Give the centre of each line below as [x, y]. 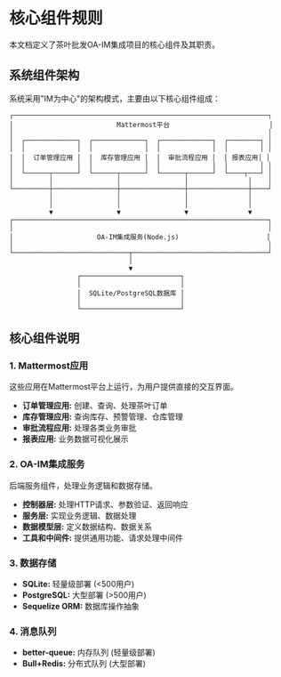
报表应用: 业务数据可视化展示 [75, 439]
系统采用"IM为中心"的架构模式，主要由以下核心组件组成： [115, 98]
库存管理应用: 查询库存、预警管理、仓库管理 [103, 417]
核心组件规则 [56, 18]
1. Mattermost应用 [49, 366]
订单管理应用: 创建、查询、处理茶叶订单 [95, 406]
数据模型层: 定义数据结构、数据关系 [87, 527]
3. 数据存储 [33, 563]
